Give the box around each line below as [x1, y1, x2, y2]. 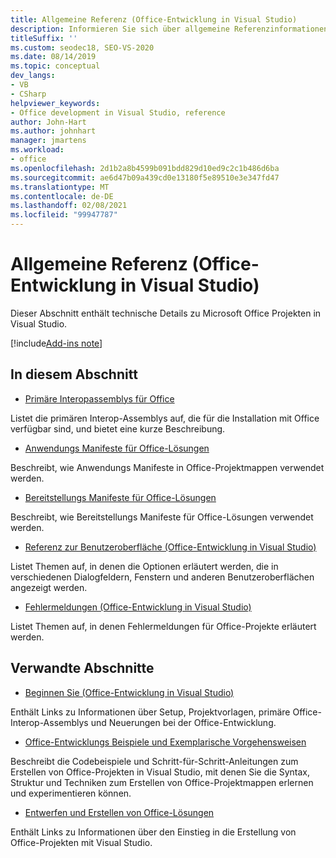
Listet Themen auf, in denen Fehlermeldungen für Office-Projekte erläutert [10, 620, 317, 632]
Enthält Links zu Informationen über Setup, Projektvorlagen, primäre [10, 706, 291, 718]
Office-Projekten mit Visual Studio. [10, 836, 153, 848]
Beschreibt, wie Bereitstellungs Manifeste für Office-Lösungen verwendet [10, 511, 314, 523]
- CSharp [10, 89, 47, 99]
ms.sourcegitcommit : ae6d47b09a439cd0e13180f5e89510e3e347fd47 [10, 172, 280, 183]
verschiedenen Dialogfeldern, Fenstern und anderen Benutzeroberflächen [10, 571, 315, 583]
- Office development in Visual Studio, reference [10, 107, 226, 118]
